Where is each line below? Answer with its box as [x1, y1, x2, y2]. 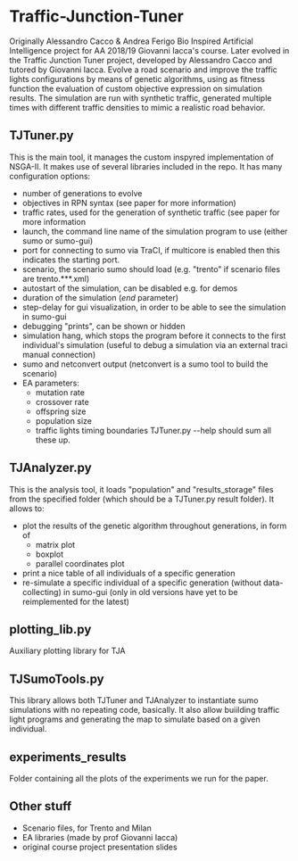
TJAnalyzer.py [9, 460, 92, 476]
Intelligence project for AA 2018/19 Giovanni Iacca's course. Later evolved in [9, 45, 290, 55]
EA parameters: [21, 377, 80, 388]
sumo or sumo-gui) [21, 235, 94, 246]
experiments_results [9, 749, 127, 765]
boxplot [35, 549, 64, 559]
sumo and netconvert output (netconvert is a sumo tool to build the [21, 359, 269, 369]
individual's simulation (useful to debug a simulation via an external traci [21, 339, 288, 350]
